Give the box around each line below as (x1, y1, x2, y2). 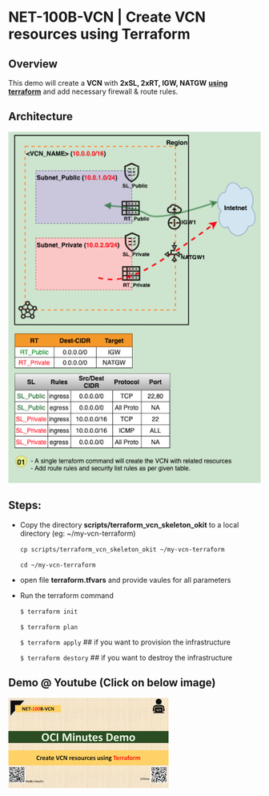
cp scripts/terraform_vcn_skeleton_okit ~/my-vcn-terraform (19, 545, 225, 553)
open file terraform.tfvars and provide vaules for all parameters (19, 575, 231, 584)
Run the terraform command (19, 590, 114, 600)
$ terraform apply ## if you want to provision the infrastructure (19, 637, 231, 647)
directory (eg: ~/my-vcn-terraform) (19, 528, 136, 538)
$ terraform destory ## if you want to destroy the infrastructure (19, 653, 233, 662)
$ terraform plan (19, 623, 78, 631)
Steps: (8, 499, 42, 512)
